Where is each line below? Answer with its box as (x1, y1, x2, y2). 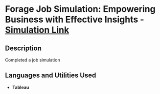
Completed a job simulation (5, 57, 60, 63)
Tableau (12, 84, 29, 90)
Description (5, 44, 42, 52)
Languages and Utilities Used (5, 71, 96, 80)
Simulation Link (5, 25, 69, 35)
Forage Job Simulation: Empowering (5, 3, 156, 15)
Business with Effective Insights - (5, 14, 144, 25)
